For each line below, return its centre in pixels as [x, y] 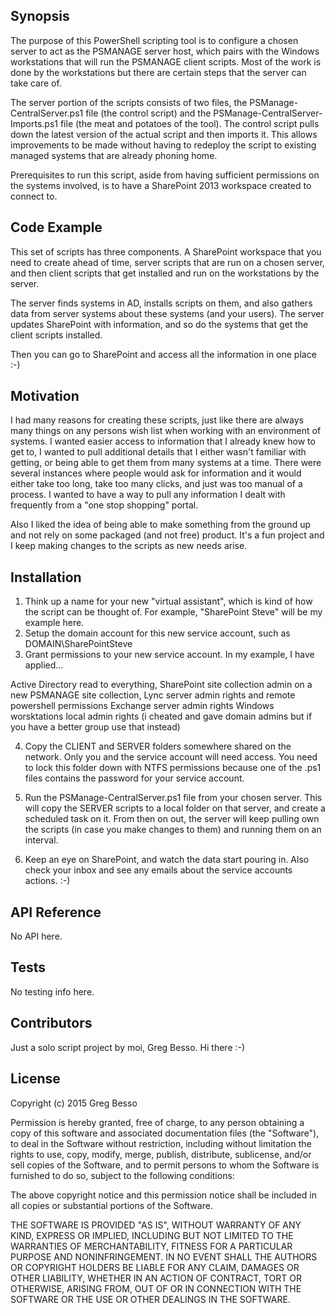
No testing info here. [52, 991]
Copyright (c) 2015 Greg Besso [74, 1103]
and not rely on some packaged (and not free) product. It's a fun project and [167, 535]
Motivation [45, 396]
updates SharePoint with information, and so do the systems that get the [159, 324]
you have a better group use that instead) [95, 727]
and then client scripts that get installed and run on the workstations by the [165, 273]
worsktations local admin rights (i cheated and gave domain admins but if [161, 716]
